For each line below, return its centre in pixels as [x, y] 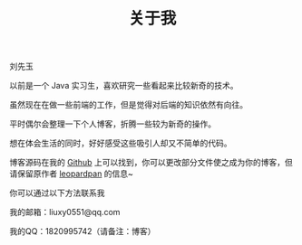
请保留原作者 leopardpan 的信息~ [72, 174]
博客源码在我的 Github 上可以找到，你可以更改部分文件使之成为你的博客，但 [151, 163]
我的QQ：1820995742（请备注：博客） [83, 231]
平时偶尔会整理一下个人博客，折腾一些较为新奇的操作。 [112, 124]
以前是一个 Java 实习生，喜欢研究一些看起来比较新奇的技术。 [124, 86]
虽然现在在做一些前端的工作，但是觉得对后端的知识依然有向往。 [128, 105]
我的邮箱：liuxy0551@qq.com [65, 212]
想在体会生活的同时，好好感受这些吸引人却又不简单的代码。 [121, 143]
